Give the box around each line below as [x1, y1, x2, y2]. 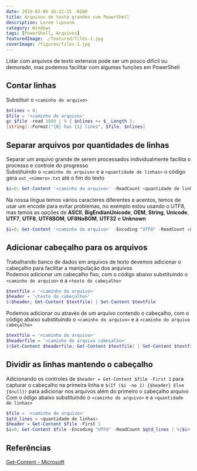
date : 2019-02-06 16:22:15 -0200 [6, 8, 88, 15]
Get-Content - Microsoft [6, 458, 64, 465]
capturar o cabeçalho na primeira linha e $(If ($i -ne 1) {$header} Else [6, 381, 185, 388]
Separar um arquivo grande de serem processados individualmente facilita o [6, 156, 191, 162]
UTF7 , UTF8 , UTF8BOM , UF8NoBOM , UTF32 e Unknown [6, 215, 147, 222]
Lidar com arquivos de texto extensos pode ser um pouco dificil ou [6, 57, 168, 65]
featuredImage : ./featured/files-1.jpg [6, 36, 104, 42]
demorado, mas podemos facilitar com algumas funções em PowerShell [6, 63, 180, 70]
